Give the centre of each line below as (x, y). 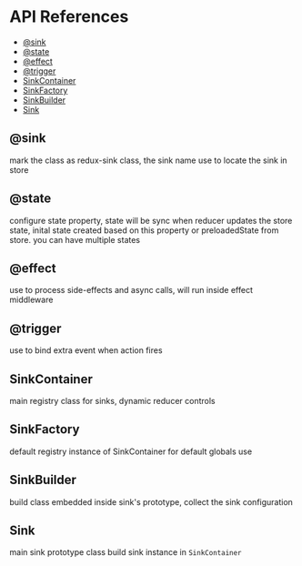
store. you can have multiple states (75, 239)
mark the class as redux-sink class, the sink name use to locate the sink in (149, 160)
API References (69, 17)
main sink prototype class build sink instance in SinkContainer (126, 552)
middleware (31, 300)
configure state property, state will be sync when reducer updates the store (151, 220)
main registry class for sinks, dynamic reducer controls (112, 401)
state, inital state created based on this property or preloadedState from (144, 230)
